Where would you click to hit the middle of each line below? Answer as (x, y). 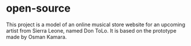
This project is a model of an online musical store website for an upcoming (96, 24)
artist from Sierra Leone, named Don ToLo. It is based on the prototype (91, 30)
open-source (39, 8)
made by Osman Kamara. (37, 37)
